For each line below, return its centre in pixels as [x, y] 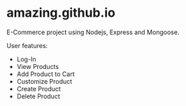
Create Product [38, 89]
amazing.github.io [61, 13]
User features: [27, 45]
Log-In [26, 59]
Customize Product [44, 81]
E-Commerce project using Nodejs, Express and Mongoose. [93, 32]
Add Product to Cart [45, 74]
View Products [38, 66]
